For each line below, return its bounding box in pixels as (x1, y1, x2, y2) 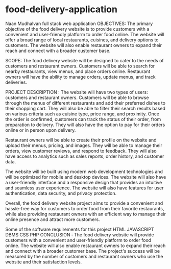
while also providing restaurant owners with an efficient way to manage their (5, 211, 166, 217)
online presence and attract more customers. (5, 216, 101, 223)
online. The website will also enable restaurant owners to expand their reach (5, 242, 166, 249)
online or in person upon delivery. (5, 127, 76, 133)
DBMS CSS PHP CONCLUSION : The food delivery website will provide (5, 231, 154, 238)
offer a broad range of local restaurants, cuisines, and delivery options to (5, 37, 159, 43)
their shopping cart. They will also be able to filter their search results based (5, 105, 166, 111)
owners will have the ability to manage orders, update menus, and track (5, 74, 156, 80)
